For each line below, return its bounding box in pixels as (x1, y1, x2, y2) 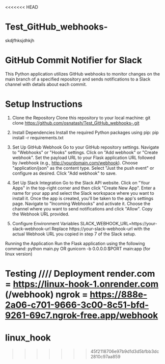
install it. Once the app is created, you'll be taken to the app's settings (12, 195, 154, 201)
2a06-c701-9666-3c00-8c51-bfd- (5, 299, 149, 311)
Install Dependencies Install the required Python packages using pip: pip (12, 130, 159, 135)
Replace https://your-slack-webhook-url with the (51, 226, 150, 232)
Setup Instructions (5, 99, 82, 110)
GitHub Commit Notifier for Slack (5, 55, 142, 66)
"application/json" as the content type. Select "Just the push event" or (12, 165, 154, 171)
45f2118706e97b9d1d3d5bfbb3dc (90, 348, 160, 354)
